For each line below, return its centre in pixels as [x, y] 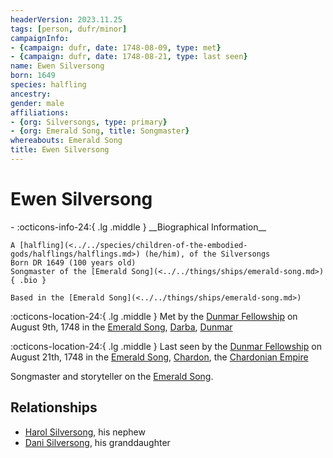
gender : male [37, 103]
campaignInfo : [40, 38]
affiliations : [40, 112]
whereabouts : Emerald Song [66, 141]
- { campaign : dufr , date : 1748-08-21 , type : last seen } [129, 57]
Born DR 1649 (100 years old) [73, 262]
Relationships [54, 407]
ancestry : [31, 94]
